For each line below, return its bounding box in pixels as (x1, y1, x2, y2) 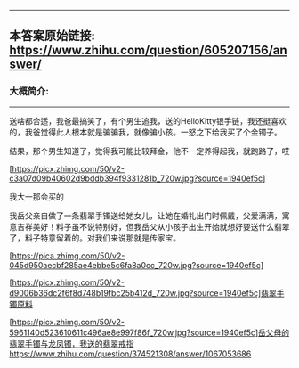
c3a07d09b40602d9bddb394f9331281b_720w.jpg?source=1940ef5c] (9, 173, 266, 184)
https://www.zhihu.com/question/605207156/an (9, 43, 287, 58)
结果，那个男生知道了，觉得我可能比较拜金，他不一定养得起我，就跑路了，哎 (9, 145, 290, 156)
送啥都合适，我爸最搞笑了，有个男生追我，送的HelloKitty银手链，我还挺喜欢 (9, 115, 287, 126)
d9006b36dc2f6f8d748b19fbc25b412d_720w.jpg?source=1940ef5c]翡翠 (9, 287, 278, 298)
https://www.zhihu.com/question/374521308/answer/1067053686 (9, 348, 252, 359)
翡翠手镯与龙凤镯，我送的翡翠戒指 (9, 338, 134, 348)
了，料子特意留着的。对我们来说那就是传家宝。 (9, 233, 181, 243)
